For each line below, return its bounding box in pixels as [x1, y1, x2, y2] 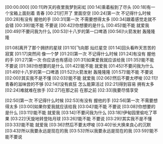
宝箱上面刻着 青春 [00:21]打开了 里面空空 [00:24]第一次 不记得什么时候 [9, 10, 151, 16]
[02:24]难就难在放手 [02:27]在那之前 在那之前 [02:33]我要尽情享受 [5, 87, 139, 93]
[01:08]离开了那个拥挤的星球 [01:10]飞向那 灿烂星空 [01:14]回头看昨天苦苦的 [5, 45, 156, 50]
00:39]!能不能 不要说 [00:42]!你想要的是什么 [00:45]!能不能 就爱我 [16, 22, 149, 28]
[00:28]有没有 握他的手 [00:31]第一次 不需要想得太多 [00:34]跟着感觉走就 [5, 16, 152, 22]
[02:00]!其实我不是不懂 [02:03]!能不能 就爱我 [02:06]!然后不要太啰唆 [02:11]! [5, 75, 158, 81]
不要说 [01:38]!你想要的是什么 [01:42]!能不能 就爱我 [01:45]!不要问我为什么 [5, 63, 154, 69]
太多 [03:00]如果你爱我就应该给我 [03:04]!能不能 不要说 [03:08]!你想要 [9, 104, 152, 109]
